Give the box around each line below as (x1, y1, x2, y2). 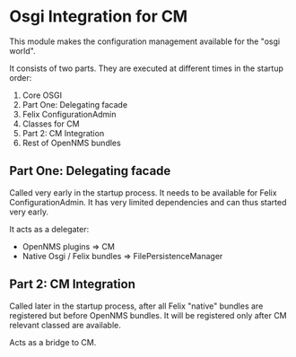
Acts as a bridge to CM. (9, 336, 97, 347)
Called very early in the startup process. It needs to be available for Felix (9, 187, 277, 198)
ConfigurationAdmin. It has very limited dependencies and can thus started (9, 196, 287, 207)
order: (9, 72, 32, 83)
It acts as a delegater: (9, 223, 90, 234)
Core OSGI (22, 90, 63, 100)
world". (9, 45, 36, 56)
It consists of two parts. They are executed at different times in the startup (9, 63, 284, 74)
